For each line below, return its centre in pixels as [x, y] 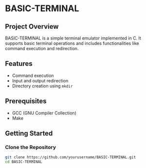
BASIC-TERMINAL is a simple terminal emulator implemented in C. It [73, 38]
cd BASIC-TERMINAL [24, 162]
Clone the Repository [31, 147]
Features [19, 64]
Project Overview [32, 27]
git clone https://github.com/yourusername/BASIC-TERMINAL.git [71, 157]
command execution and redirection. [42, 48]
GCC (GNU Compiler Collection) [44, 113]
